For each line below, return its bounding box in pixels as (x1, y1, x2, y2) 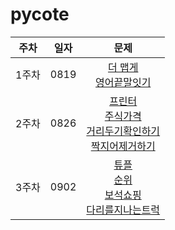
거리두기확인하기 (86, 124, 161, 138)
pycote (10, 3, 70, 26)
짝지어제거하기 (90, 139, 156, 153)
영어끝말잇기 (95, 75, 152, 89)
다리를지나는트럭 (86, 203, 161, 217)
